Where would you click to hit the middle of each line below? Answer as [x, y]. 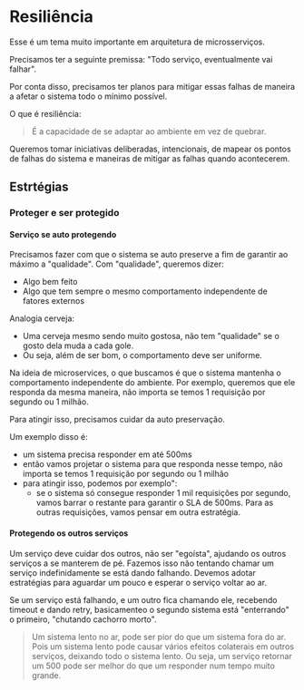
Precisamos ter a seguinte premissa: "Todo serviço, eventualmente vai [141, 59]
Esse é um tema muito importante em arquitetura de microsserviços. [137, 42]
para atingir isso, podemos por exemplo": [100, 483]
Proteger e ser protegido [64, 213]
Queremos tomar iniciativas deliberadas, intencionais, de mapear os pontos [151, 149]
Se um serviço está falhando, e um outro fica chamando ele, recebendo [143, 599]
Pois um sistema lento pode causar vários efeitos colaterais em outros [163, 646]
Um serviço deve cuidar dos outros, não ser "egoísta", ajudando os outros [148, 553]
